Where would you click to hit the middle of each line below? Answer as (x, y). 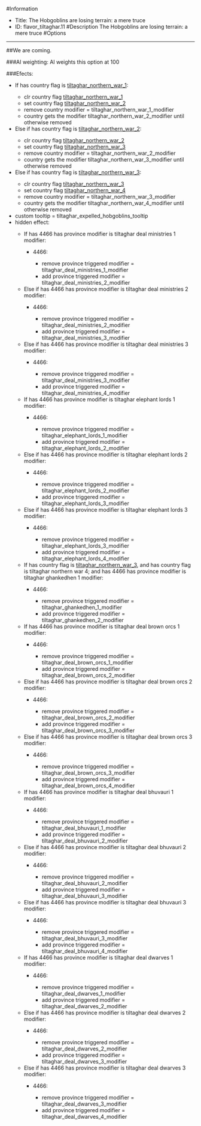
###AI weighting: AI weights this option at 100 (63, 62)
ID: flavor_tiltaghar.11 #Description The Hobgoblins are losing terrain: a (101, 27)
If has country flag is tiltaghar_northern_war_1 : (71, 85)
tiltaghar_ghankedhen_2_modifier (83, 620)
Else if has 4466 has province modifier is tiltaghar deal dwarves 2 (105, 1012)
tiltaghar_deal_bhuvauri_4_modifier (85, 951)
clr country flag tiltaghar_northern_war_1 (73, 97)
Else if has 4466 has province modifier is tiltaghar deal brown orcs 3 (108, 737)
